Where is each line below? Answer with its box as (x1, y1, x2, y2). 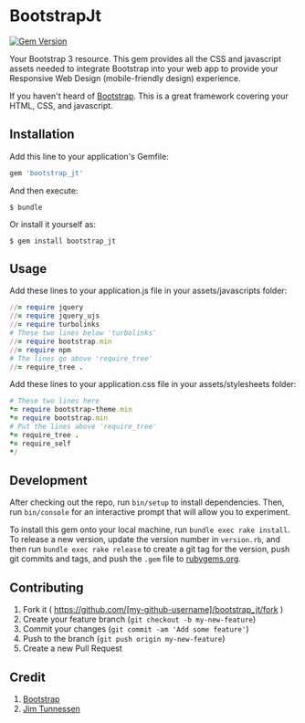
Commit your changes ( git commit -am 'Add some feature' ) (22, 623, 249, 634)
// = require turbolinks (9, 320, 100, 330)
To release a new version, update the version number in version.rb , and (9, 534, 281, 545)
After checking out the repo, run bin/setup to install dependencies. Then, (9, 497, 285, 508)
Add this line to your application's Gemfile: (9, 151, 169, 162)
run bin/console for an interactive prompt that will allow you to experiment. (9, 507, 290, 518)
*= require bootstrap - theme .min (9, 405, 132, 414)
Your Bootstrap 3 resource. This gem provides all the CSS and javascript (9, 53, 281, 64)
